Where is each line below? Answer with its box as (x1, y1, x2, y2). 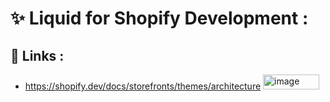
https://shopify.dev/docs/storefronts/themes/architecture (24, 80, 262, 92)
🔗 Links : (10, 47, 65, 64)
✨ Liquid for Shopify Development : (10, 7, 309, 30)
